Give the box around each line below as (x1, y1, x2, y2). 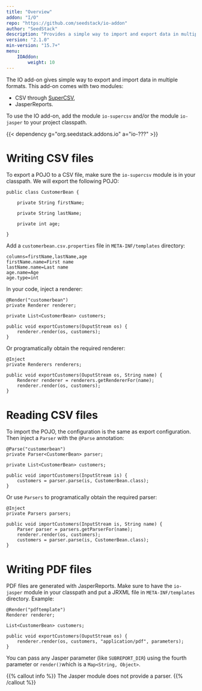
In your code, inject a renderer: (6, 285, 83, 293)
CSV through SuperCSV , (14, 94, 75, 101)
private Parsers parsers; (6, 511, 71, 517)
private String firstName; (17, 200, 85, 206)
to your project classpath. (23, 118, 87, 126)
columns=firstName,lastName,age (6, 254, 87, 260)
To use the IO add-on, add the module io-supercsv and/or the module (6, 112, 179, 119)
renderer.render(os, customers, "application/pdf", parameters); (17, 638, 185, 645)
